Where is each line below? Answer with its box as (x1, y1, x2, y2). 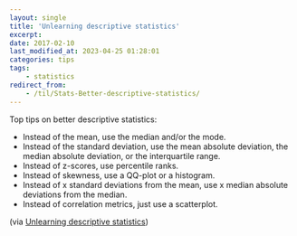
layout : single (9, 13, 67, 23)
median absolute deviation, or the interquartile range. (22, 150, 221, 161)
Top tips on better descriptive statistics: (9, 114, 158, 125)
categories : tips (9, 55, 75, 64)
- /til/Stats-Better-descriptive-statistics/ (25, 89, 201, 98)
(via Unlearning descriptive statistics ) (9, 216, 149, 227)
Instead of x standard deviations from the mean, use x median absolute (22, 179, 288, 190)
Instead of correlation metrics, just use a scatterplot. (22, 198, 219, 209)
